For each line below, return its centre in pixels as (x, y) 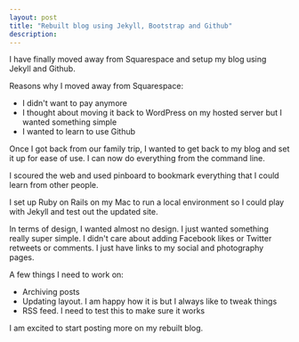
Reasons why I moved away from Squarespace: (97, 86)
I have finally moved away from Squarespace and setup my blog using (138, 60)
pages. (22, 257)
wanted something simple (69, 122)
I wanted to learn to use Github (79, 132)
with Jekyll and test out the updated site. (84, 212)
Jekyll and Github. (42, 69)
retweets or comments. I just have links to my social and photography (137, 248)
